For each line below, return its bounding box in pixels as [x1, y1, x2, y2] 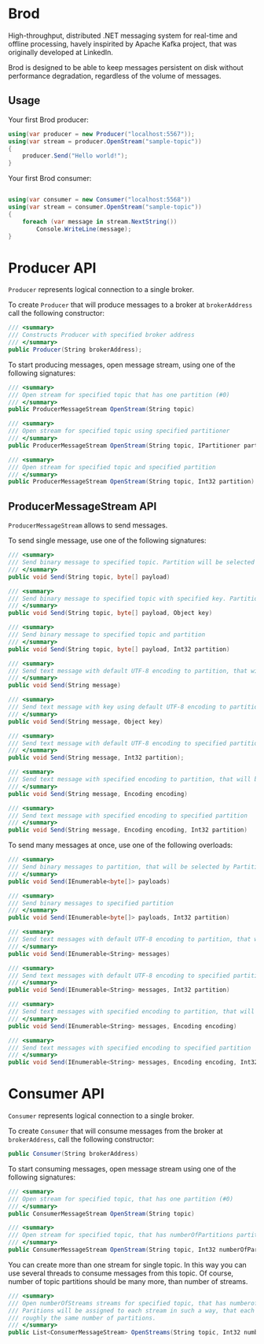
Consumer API [8, 1085, 104, 1103]
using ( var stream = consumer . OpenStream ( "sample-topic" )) [8, 203, 202, 211]
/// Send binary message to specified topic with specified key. [8, 594, 226, 602]
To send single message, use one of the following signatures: [8, 536, 207, 546]
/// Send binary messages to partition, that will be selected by [8, 863, 230, 871]
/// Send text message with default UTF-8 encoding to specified [8, 739, 226, 747]
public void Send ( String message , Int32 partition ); [8, 753, 185, 762]
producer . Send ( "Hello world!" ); [22, 152, 128, 160]
